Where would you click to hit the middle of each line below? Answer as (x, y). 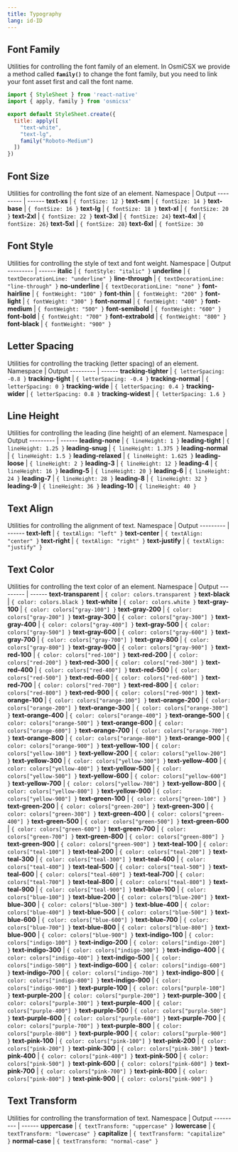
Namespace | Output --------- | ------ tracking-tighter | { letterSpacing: (116, 370)
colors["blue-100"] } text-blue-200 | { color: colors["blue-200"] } (110, 897)
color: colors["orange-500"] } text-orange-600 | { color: (96, 723)
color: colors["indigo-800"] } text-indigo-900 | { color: (94, 980)
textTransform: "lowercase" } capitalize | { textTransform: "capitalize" (117, 1133)
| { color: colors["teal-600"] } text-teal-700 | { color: (120, 874)
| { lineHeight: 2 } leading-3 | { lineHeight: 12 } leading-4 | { (122, 463)
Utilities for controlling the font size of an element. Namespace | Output (112, 193)
